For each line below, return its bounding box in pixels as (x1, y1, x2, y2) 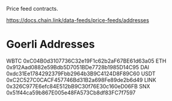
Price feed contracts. (6, 5, 58, 12)
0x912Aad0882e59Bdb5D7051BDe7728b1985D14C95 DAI (6, 63, 149, 71)
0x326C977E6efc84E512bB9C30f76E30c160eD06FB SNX (6, 82, 150, 90)
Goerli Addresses (6, 38, 95, 51)
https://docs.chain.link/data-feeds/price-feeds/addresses (6, 17, 149, 23)
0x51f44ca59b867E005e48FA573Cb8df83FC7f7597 (6, 89, 136, 96)
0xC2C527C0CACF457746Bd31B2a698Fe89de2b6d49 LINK (6, 76, 156, 83)
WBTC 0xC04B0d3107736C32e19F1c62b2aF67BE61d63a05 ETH (6, 57, 167, 65)
